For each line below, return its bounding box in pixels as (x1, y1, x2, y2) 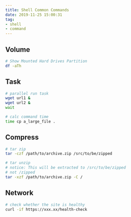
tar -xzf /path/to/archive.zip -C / (5, 174, 83, 179)
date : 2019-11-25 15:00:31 (5, 12, 62, 17)
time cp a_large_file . (5, 119, 56, 124)
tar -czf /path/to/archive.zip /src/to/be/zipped (5, 151, 113, 157)
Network (5, 189, 34, 197)
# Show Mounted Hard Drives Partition (5, 58, 87, 64)
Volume (5, 45, 30, 54)
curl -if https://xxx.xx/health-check (5, 207, 87, 212)
